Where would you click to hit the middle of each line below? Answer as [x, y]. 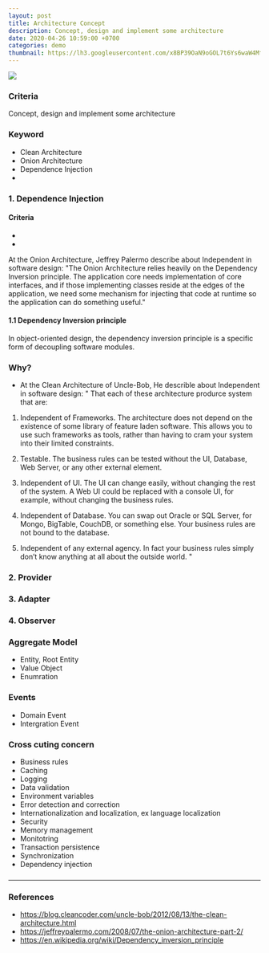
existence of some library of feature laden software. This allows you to [136, 426]
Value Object [41, 668]
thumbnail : [26, 53]
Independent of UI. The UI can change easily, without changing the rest [138, 483]
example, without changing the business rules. [96, 500]
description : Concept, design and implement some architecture [116, 31]
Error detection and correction [70, 804]
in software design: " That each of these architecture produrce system [136, 393]
